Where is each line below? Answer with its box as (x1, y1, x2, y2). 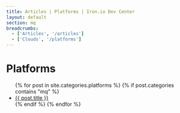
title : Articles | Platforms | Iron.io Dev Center (6, 8, 135, 15)
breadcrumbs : (6, 25, 39, 32)
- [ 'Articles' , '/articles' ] (11, 31, 84, 37)
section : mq (6, 20, 36, 26)
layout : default (6, 14, 47, 20)
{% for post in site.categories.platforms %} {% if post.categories (14, 81, 175, 89)
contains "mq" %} (14, 87, 60, 95)
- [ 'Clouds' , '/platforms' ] (11, 36, 82, 42)
